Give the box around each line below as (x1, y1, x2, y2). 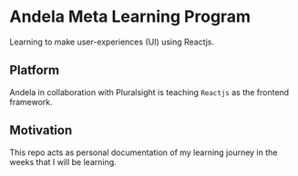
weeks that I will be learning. (9, 156, 117, 167)
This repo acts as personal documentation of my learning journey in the (9, 147, 278, 158)
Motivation (9, 122, 73, 138)
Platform (9, 63, 60, 78)
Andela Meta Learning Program (9, 6, 252, 27)
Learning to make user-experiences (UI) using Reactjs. (9, 36, 214, 47)
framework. (9, 96, 53, 107)
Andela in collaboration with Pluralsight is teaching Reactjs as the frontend (9, 86, 290, 97)
